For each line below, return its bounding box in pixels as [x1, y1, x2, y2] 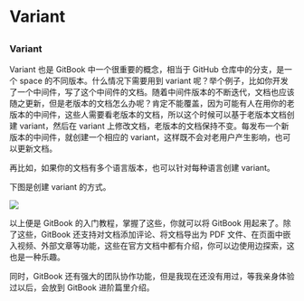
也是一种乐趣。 [9, 251, 65, 262]
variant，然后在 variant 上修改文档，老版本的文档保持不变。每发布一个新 [19, 120, 290, 131]
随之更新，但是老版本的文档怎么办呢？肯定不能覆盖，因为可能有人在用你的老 [9, 98, 295, 108]
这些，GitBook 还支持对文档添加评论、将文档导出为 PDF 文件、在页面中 [16, 229, 283, 240]
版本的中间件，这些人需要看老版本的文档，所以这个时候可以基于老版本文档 [9, 108, 287, 119]
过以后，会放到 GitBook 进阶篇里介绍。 [9, 282, 155, 293]
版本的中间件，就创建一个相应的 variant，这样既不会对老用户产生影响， [9, 131, 276, 142]
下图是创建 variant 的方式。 [9, 181, 111, 192]
